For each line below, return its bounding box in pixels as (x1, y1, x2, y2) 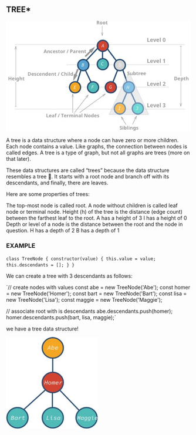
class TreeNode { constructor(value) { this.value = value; (6, 256, 157, 262)
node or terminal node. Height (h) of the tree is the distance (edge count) (6, 208, 183, 215)
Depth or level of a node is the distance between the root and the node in (6, 220, 183, 228)
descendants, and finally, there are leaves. (6, 179, 109, 186)
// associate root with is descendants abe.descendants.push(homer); (6, 308, 173, 315)
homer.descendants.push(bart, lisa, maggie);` (6, 314, 116, 321)
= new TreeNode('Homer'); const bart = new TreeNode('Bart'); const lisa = (6, 290, 187, 297)
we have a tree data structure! (6, 325, 79, 332)
